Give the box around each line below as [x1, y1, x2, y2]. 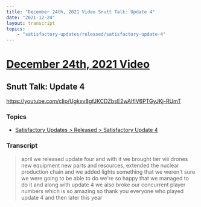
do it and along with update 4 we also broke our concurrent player [21, 181, 186, 188]
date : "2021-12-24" [6, 15, 56, 21]
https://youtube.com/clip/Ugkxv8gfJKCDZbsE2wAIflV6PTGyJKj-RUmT [6, 97, 181, 105]
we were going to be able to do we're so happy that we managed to [21, 174, 189, 182]
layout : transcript [6, 20, 56, 26]
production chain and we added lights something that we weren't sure [21, 168, 196, 176]
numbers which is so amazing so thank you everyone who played [21, 187, 184, 194]
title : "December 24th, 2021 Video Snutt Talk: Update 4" [6, 8, 155, 15]
